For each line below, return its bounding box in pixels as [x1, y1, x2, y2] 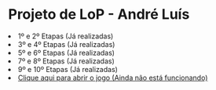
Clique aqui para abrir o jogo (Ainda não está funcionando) [18, 73, 208, 82]
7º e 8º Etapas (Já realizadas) [18, 56, 115, 66]
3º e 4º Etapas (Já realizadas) [18, 39, 115, 49]
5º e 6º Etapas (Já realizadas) [18, 48, 115, 57]
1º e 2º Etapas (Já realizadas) [18, 31, 114, 41]
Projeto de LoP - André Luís [8, 5, 190, 23]
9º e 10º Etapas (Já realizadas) [18, 64, 118, 74]
